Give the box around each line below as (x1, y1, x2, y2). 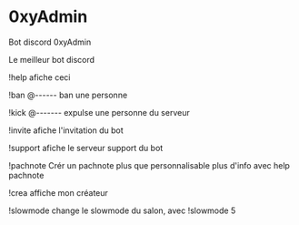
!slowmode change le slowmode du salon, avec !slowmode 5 (8, 205, 236, 216)
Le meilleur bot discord (8, 54, 95, 65)
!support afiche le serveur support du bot (8, 142, 164, 153)
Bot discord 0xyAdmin (8, 36, 92, 47)
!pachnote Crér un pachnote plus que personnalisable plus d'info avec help (8, 159, 290, 170)
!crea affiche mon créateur (8, 187, 108, 198)
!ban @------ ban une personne (8, 89, 128, 100)
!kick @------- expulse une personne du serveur (8, 107, 190, 118)
